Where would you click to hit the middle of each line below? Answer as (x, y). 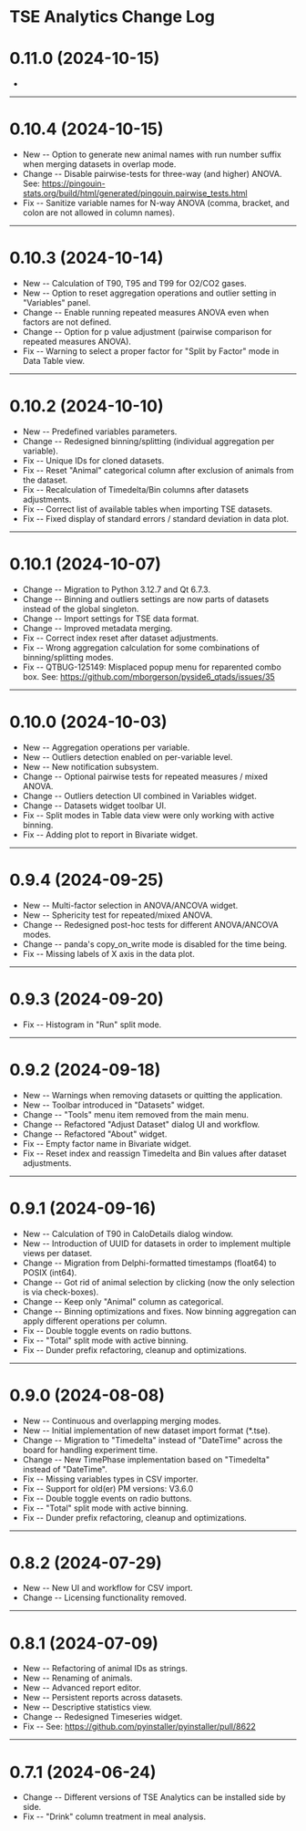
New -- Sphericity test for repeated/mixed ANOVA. (117, 915)
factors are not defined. (67, 322)
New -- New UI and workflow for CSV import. (107, 1588)
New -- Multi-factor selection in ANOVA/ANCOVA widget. (130, 905)
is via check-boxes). (61, 1292)
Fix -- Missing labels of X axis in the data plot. (109, 953)
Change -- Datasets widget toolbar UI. (94, 806)
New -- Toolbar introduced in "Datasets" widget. (113, 1105)
